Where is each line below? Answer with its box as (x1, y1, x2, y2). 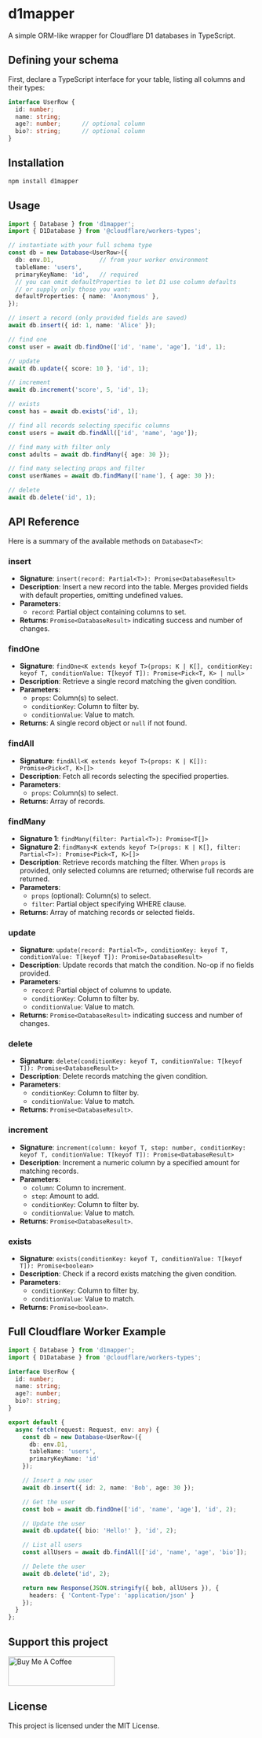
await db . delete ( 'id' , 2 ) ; (22, 1570, 111, 1577)
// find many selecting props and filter (8, 465, 146, 473)
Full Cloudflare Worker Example (8, 1325, 166, 1338)
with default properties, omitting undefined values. (19, 590, 184, 600)
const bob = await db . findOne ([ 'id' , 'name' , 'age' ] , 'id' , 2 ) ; (22, 1505, 237, 1513)
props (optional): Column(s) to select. (31, 891, 151, 900)
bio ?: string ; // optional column (15, 127, 146, 135)
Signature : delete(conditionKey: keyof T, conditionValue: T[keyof (19, 1056, 243, 1066)
